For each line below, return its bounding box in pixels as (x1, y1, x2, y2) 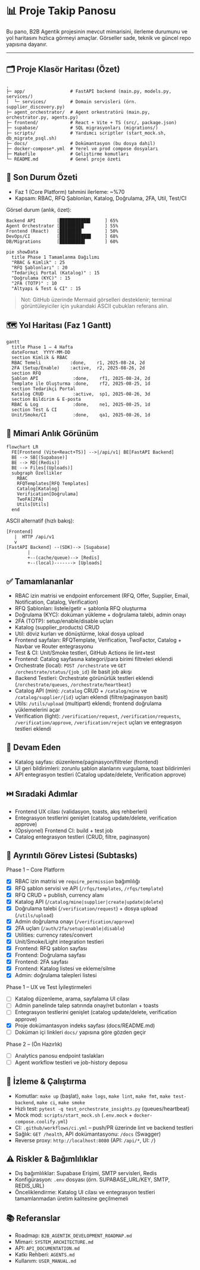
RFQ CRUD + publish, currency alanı (14, 891, 104, 898)
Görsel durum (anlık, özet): (6, 206, 71, 213)
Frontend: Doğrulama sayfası (14, 951, 86, 959)
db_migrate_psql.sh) (6, 135, 58, 141)
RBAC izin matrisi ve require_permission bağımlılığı (14, 877, 140, 885)
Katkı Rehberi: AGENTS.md (14, 1251, 75, 1258)
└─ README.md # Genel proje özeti (6, 156, 121, 162)
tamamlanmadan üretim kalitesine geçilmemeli (14, 1195, 129, 1202)
